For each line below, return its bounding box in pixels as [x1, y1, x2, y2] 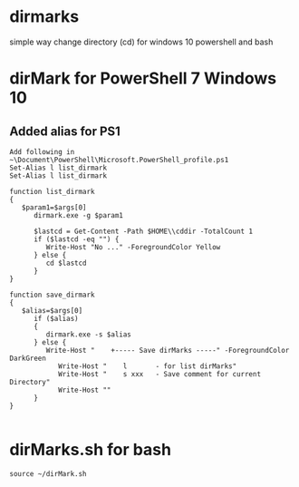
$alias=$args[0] [21, 306, 83, 315]
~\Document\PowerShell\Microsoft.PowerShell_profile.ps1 [9, 155, 229, 164]
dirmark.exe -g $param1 [33, 210, 124, 219]
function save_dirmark [9, 290, 95, 299]
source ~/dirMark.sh [9, 469, 88, 478]
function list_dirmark [9, 187, 95, 196]
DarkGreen [9, 354, 47, 363]
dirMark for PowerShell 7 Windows [9, 68, 277, 89]
